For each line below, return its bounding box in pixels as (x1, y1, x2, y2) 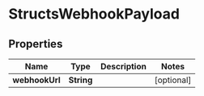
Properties (8, 37, 63, 51)
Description (100, 61, 147, 72)
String (68, 74, 93, 86)
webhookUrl (12, 74, 61, 86)
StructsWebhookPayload (8, 5, 181, 23)
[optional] (154, 74, 192, 86)
